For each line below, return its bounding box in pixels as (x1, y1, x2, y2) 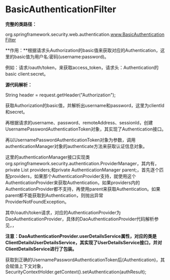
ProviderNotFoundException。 (5, 198, 69, 205)
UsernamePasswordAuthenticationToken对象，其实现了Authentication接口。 (5, 126, 166, 132)
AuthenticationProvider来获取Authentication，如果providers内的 (5, 180, 140, 186)
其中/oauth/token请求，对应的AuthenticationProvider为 (5, 209, 121, 215)
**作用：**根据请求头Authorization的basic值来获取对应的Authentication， (5, 47, 161, 53)
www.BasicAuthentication (110, 31, 165, 37)
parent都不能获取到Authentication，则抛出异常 (5, 192, 104, 198)
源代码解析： (5, 82, 32, 88)
